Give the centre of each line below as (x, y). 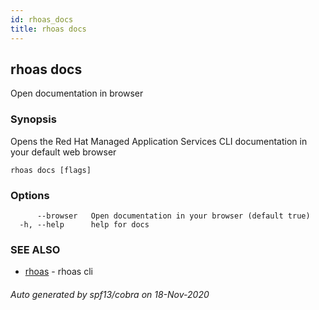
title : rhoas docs (48, 29)
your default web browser (63, 152)
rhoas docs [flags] (51, 170)
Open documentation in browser (77, 93)
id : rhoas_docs (42, 19)
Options (30, 195)
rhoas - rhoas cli (58, 272)
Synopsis (33, 119)
